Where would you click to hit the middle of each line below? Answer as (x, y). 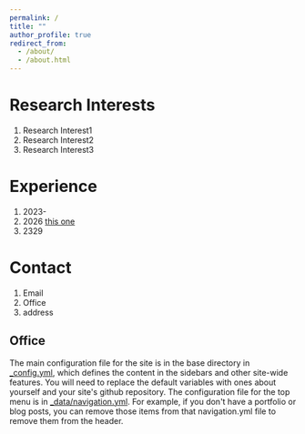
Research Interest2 (58, 140)
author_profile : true (51, 35)
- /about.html (44, 60)
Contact (41, 268)
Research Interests (82, 105)
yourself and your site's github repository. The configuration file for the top (150, 391)
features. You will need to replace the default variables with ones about (143, 382)
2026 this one (49, 221)
